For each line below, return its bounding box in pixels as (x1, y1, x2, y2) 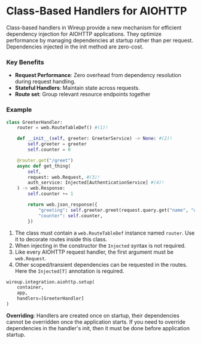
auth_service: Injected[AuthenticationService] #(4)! (28, 179, 165, 186)
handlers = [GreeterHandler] (17, 296, 84, 302)
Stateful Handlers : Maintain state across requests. (14, 84, 140, 92)
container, (17, 284, 44, 291)
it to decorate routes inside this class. (14, 235, 108, 243)
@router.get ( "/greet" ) (17, 157, 74, 163)
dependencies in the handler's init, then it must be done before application (6, 324, 190, 331)
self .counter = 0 (28, 147, 71, 153)
